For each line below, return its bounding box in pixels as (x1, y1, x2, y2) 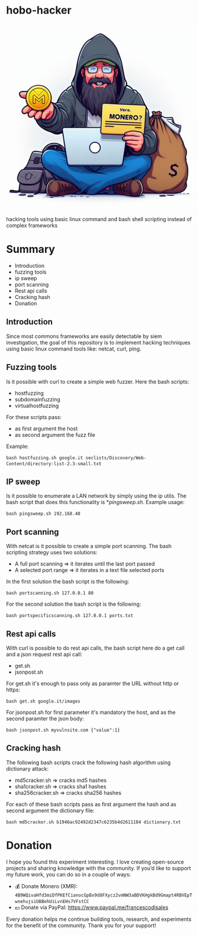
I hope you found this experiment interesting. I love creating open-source (6, 858, 184, 865)
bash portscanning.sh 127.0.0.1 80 (6, 590, 94, 596)
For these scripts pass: (6, 413, 62, 420)
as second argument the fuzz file (14, 431, 96, 438)
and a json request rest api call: (6, 651, 83, 658)
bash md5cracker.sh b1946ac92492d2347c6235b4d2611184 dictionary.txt (6, 819, 181, 825)
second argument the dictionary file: (6, 807, 95, 814)
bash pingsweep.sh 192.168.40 (6, 511, 81, 517)
